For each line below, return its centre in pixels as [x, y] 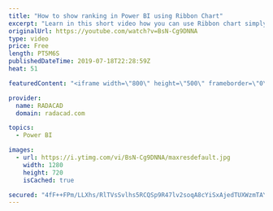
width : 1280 [43, 165]
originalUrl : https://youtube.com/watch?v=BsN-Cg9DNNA [103, 31]
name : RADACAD [39, 105]
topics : [22, 128]
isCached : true [49, 180]
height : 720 [43, 172]
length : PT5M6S [34, 54]
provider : [25, 98]
